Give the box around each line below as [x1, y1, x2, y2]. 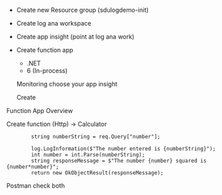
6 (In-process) [26, 67, 68, 74]
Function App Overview [6, 107, 74, 114]
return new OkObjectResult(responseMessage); [31, 170, 164, 176]
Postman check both [6, 182, 65, 189]
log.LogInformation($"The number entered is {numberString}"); [31, 145, 216, 152]
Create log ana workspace [16, 19, 91, 27]
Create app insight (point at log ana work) [16, 32, 135, 41]
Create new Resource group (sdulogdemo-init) [16, 6, 149, 14]
